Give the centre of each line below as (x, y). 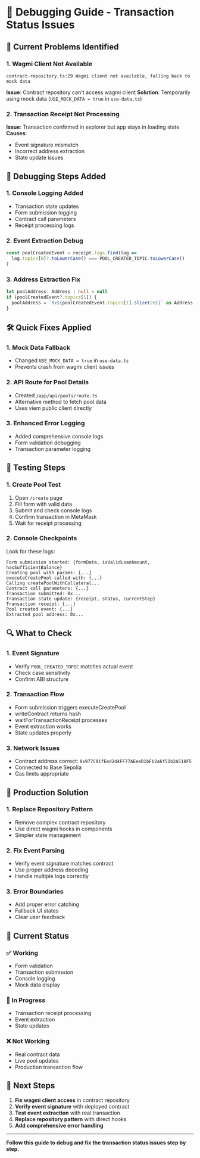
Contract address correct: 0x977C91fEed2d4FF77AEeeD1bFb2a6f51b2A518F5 (103, 761)
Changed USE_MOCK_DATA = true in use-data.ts (72, 360)
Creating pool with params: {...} (49, 572)
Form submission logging (46, 212)
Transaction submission (44, 972)
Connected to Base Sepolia (48, 767)
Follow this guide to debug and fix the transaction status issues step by (96, 1143)
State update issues (39, 158)
